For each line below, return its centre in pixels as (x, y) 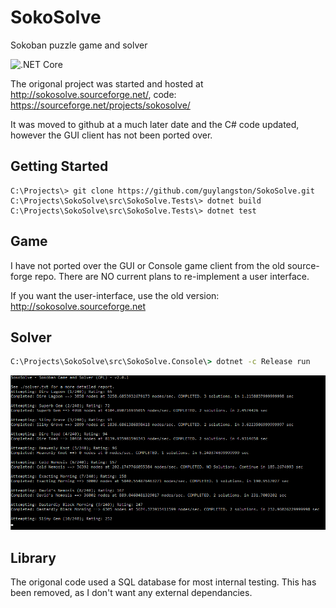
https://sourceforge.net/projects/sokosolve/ (100, 105)
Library (33, 557)
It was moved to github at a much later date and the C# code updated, (155, 124)
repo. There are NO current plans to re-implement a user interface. (172, 276)
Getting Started (59, 166)
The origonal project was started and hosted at (107, 83)
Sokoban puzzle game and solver (79, 45)
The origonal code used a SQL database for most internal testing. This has (163, 582)
